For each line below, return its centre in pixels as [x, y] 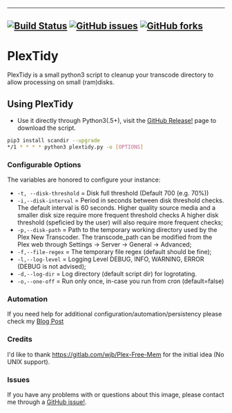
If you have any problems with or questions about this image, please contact [116, 395]
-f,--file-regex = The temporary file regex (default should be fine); [114, 252]
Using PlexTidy [40, 104]
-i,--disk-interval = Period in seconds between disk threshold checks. [120, 200]
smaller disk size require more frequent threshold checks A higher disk [118, 215]
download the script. [46, 128]
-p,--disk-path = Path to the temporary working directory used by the [117, 230]
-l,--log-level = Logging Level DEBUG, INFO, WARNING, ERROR [110, 259]
